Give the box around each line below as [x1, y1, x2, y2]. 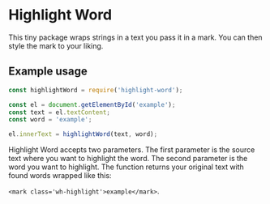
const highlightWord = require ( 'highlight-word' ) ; [8, 86, 183, 94]
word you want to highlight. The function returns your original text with [8, 162, 245, 172]
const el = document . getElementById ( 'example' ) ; [8, 100, 176, 108]
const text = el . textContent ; [8, 108, 111, 117]
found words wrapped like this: [8, 171, 112, 181]
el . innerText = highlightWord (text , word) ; [8, 130, 158, 138]
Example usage [8, 65, 88, 79]
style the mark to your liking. [8, 40, 104, 50]
